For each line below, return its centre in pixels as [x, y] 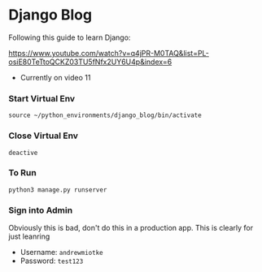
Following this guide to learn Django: [70, 37]
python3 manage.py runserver [58, 190]
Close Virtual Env [44, 136]
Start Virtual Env [42, 98]
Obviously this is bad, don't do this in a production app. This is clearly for [131, 228]
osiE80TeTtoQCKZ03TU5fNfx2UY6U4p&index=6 [90, 62]
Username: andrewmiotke [61, 253]
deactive [23, 153]
